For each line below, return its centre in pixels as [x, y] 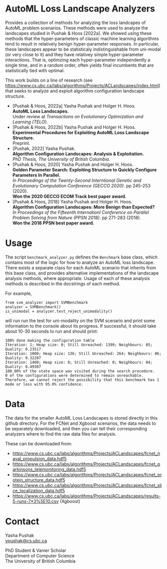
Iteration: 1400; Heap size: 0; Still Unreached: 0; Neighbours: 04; [79, 362]
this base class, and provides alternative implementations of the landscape [82, 273]
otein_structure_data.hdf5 [39, 480]
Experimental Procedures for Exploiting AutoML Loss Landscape [81, 132]
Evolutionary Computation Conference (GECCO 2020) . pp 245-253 [82, 185]
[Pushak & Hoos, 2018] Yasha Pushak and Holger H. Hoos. [72, 201]
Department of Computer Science [40, 555]
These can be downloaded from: [39, 443]
